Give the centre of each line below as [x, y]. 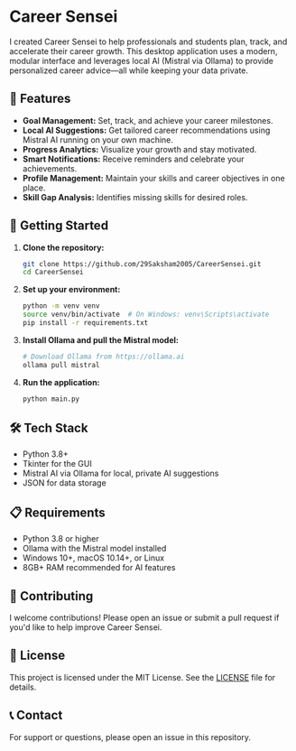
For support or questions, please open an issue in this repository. [130, 737]
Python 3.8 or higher [60, 539]
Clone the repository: [63, 247]
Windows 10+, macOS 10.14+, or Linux [93, 558]
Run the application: [61, 382]
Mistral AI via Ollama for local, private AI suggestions [120, 473]
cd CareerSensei [53, 273]
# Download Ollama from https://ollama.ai [103, 357]
